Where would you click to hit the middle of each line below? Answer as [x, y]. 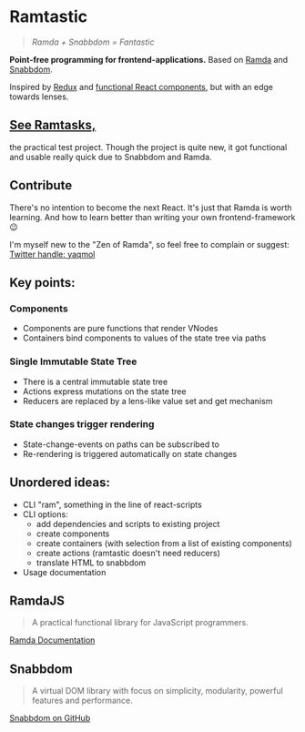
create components [73, 534]
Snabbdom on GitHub [50, 718]
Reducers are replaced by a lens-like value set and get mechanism [147, 401]
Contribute [41, 185]
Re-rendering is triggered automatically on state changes [130, 453]
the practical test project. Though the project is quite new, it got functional [148, 147]
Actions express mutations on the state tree [104, 391]
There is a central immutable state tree [95, 381]
